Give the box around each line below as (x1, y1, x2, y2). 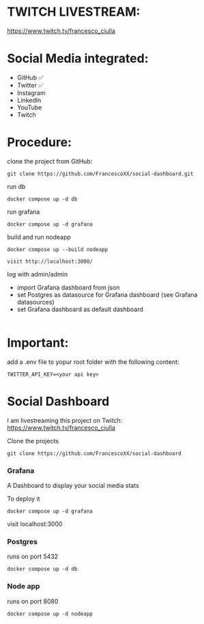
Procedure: (7, 135, 72, 151)
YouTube (16, 103, 42, 112)
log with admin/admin (7, 270, 68, 278)
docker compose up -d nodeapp (7, 610, 93, 617)
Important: (7, 335, 69, 350)
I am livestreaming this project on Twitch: (7, 416, 123, 424)
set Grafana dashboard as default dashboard (16, 305, 143, 313)
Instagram (16, 88, 46, 96)
